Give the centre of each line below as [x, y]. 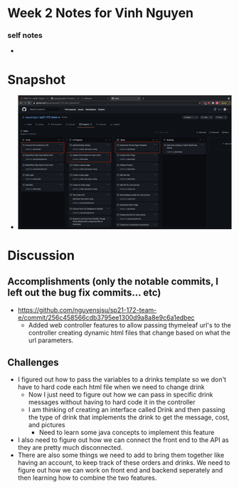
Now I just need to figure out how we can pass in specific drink [121, 395]
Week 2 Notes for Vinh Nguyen [101, 13]
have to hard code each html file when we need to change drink [111, 387]
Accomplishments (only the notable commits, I [113, 282]
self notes [25, 36]
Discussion [41, 255]
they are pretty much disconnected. [70, 448]
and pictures [47, 425]
